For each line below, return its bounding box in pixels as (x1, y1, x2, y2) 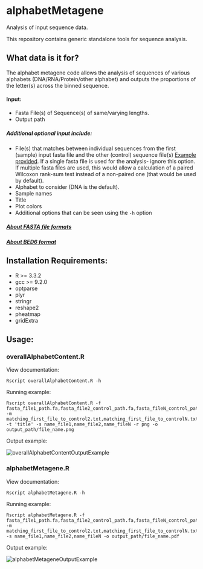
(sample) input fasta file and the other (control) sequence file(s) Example (14, 151, 196, 158)
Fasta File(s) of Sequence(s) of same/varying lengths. (14, 109, 149, 116)
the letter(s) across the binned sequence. (6, 82, 109, 89)
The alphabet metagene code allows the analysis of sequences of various (6, 69, 190, 76)
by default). (14, 177, 44, 184)
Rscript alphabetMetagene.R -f (6, 512, 85, 518)
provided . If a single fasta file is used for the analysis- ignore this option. (14, 157, 195, 165)
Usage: (6, 334, 34, 345)
